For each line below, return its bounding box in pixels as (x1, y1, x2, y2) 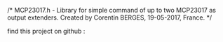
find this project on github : (7, 27, 86, 35)
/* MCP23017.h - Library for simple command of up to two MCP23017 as (7, 6, 216, 14)
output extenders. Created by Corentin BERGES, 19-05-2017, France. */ (7, 13, 212, 22)
